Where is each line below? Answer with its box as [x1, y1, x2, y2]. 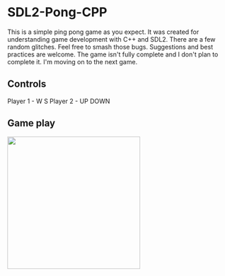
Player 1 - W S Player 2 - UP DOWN [7, 97, 110, 105]
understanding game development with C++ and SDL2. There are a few [7, 35, 216, 43]
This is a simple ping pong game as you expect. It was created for [7, 28, 200, 36]
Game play [7, 117, 56, 129]
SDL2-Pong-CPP [7, 4, 108, 20]
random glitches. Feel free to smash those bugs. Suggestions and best [7, 42, 214, 51]
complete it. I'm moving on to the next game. [7, 57, 138, 66]
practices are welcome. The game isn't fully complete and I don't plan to [7, 50, 219, 59]
